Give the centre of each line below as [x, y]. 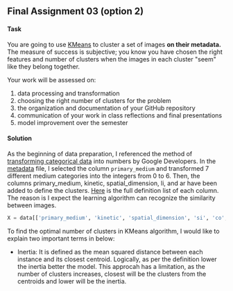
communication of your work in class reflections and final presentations [120, 115]
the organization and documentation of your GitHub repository [106, 108]
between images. [32, 205]
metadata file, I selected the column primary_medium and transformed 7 [108, 168]
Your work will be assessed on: [52, 79]
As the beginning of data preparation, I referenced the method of [100, 153]
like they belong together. [44, 66]
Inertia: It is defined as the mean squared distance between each [110, 252]
